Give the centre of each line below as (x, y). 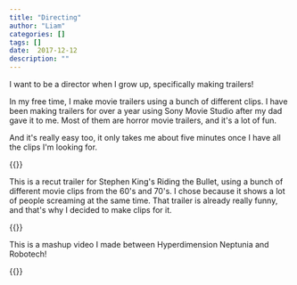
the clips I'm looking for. (54, 147)
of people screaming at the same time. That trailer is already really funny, (144, 200)
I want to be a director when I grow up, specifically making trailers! (132, 84)
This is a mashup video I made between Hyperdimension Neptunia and (139, 244)
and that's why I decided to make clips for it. (91, 210)
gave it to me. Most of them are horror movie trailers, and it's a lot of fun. (143, 120)
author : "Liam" (37, 26)
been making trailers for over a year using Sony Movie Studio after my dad (146, 111)
